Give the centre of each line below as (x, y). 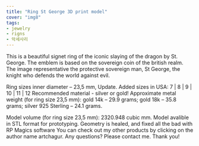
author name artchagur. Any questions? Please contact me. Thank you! (93, 136)
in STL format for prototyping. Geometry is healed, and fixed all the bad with (99, 124)
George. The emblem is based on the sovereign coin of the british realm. (95, 63)
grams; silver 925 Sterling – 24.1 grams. (54, 106)
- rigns (16, 34)
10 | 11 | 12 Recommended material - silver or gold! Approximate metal (91, 93)
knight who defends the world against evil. (58, 75)
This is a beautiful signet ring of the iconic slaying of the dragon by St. (92, 56)
